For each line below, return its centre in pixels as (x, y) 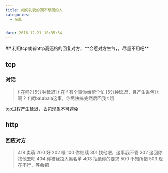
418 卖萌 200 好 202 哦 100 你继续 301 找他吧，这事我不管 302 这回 (88, 152)
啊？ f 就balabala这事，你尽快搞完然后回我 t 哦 (66, 98)
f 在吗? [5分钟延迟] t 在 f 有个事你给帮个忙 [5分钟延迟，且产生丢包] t (88, 92)
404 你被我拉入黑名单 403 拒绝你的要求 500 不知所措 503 (97, 159)
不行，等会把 (35, 165)
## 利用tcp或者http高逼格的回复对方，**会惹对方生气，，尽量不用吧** (77, 48)
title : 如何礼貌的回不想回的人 (34, 10)
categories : (18, 15)
